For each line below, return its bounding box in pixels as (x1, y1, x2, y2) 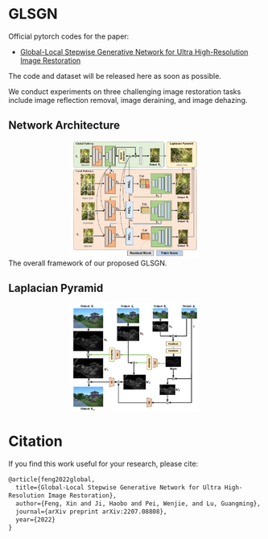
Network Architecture (8, 118, 121, 133)
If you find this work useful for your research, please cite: (8, 459, 199, 468)
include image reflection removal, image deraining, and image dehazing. (8, 95, 248, 105)
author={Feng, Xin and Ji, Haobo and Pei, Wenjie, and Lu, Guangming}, (15, 500, 262, 508)
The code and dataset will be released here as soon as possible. (8, 71, 221, 80)
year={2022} (15, 516, 56, 524)
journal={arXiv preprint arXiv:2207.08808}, (15, 508, 167, 516)
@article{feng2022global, (8, 475, 95, 483)
